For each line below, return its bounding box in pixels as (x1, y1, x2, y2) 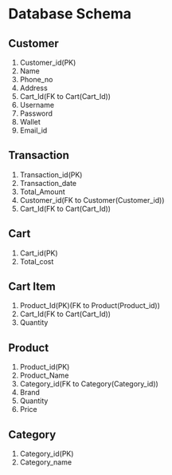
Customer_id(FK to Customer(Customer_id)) (19, 195, 165, 204)
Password (19, 109, 53, 118)
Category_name (19, 457, 72, 467)
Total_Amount (19, 187, 65, 196)
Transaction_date (19, 178, 77, 188)
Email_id (19, 125, 48, 135)
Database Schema (8, 5, 132, 23)
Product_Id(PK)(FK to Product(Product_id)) (19, 301, 161, 311)
